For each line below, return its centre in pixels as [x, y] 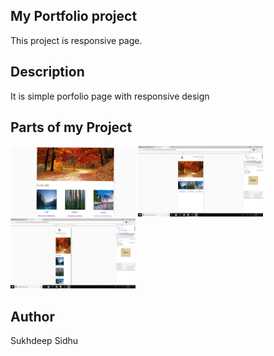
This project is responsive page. [76, 40]
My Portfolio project [74, 16]
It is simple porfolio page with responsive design [110, 96]
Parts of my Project [71, 127]
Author [32, 316]
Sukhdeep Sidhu [44, 341]
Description [47, 72]
